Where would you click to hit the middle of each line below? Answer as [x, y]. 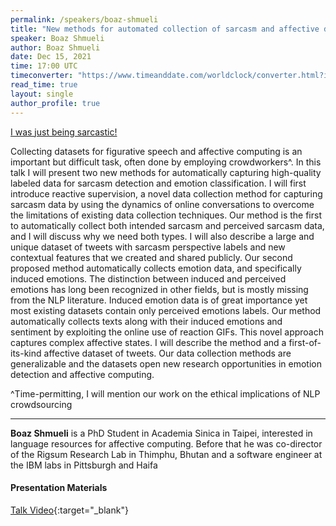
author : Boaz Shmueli [55, 47]
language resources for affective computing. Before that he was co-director [166, 443]
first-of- [305, 342]
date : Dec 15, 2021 [51, 57]
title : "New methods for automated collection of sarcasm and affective [165, 29]
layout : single [42, 94]
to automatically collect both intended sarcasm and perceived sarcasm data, [167, 225]
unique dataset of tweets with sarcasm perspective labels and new [148, 247]
